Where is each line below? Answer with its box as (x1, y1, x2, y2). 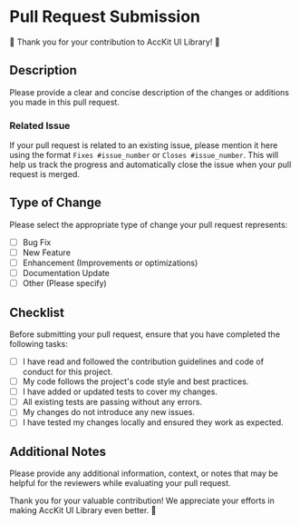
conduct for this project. (22, 366, 113, 378)
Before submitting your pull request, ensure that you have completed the (9, 329, 281, 340)
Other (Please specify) (22, 278, 107, 289)
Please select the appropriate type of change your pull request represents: (9, 219, 288, 230)
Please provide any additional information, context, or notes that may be (9, 468, 278, 479)
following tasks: (9, 338, 68, 349)
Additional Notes (9, 443, 107, 460)
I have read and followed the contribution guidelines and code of (22, 356, 265, 367)
